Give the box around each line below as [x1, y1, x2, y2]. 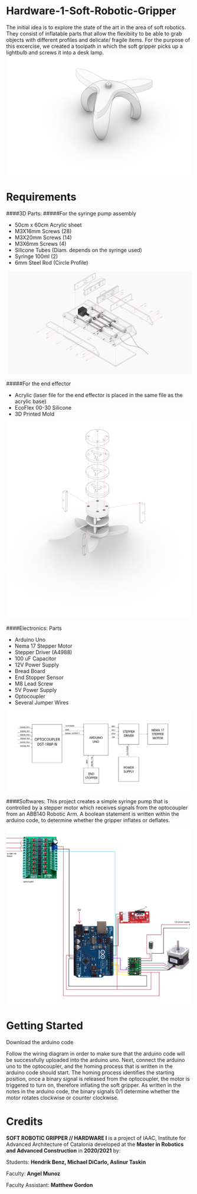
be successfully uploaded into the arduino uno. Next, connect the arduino [6, 1056, 185, 1063]
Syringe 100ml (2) [14, 253, 58, 260]
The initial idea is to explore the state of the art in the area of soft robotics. [6, 24, 186, 31]
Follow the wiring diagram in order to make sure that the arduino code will [6, 1050, 185, 1057]
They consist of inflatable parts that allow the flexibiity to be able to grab [6, 30, 182, 37]
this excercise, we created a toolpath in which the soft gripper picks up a [6, 43, 183, 50]
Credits [6, 1115, 43, 1128]
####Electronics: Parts [6, 625, 62, 632]
